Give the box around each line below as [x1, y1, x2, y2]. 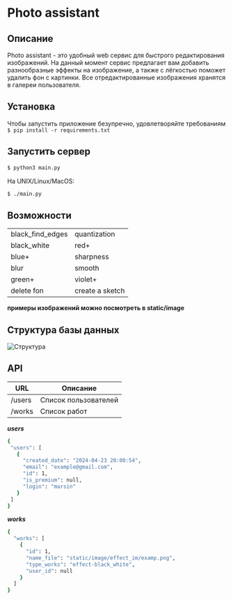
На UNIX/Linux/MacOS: [7, 176, 75, 185]
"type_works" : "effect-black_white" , [25, 561, 136, 568]
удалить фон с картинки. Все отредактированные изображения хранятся [7, 73, 226, 82]
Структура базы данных [7, 324, 120, 336]
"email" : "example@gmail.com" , [22, 463, 113, 471]
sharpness [74, 252, 109, 262]
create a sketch [74, 286, 125, 295]
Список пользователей [40, 395, 119, 405]
